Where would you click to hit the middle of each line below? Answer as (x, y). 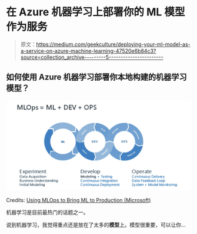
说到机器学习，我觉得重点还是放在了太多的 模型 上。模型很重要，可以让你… (96, 225)
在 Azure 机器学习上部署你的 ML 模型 (96, 12)
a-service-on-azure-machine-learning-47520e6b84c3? (88, 51)
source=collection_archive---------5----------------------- (92, 57)
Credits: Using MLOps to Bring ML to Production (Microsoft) (79, 200)
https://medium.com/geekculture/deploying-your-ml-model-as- (113, 44)
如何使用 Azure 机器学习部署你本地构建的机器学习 (96, 77)
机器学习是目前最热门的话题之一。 (47, 212)
